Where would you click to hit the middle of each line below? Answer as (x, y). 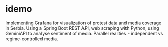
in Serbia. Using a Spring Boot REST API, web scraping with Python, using (82, 28)
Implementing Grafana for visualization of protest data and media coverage (83, 23)
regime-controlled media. (32, 39)
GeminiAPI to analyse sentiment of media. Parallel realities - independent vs (84, 33)
